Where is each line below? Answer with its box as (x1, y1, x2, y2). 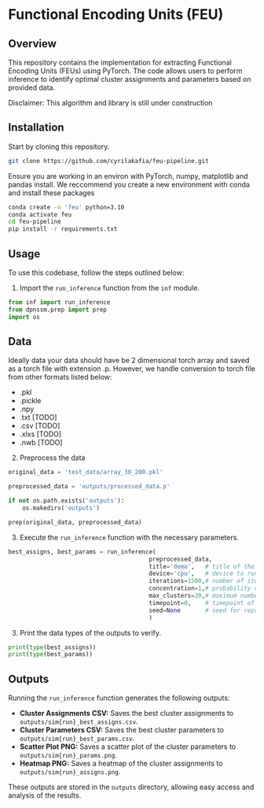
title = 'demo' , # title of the (148, 562, 255, 570)
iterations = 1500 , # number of (148, 577, 244, 585)
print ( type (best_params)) (8, 650, 93, 658)
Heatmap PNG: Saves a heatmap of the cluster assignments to (19, 758, 223, 769)
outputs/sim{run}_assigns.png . (19, 767, 121, 776)
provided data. (8, 83, 56, 92)
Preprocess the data (19, 453, 86, 462)
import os (8, 313, 41, 321)
